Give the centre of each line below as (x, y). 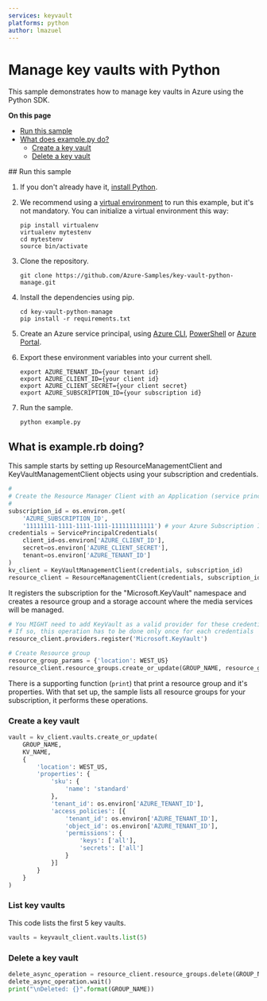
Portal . (31, 342)
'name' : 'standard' (97, 789)
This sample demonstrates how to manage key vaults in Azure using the (126, 91)
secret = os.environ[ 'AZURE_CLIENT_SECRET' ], (96, 548)
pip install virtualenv (59, 226)
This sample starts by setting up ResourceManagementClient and (115, 466)
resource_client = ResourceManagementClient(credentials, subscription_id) (136, 577)
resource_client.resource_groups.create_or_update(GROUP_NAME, (115, 668)
